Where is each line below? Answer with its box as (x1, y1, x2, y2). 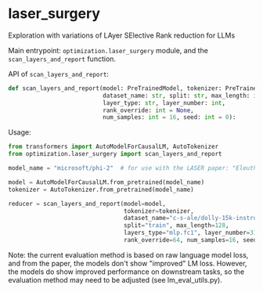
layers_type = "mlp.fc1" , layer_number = (124, 229, 250, 237)
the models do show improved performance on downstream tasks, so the (8, 267, 245, 276)
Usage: (8, 128, 31, 137)
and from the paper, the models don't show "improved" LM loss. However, (8, 258, 247, 268)
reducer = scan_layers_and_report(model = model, (8, 200, 167, 207)
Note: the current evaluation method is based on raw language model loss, (8, 250, 249, 259)
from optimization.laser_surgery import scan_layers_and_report (8, 150, 222, 158)
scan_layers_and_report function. (8, 54, 116, 63)
